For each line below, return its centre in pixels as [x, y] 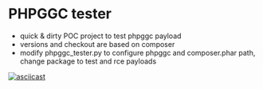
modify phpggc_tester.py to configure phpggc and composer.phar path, [137, 52]
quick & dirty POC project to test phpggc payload [100, 36]
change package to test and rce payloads [88, 61]
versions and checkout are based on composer [97, 44]
